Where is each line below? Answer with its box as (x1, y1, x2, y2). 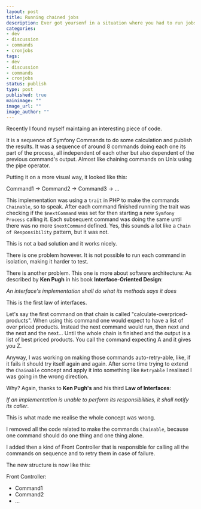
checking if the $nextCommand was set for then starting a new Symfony (6, 210, 175, 217)
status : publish (6, 81, 47, 87)
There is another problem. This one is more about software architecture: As (6, 269, 192, 277)
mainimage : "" (6, 97, 42, 103)
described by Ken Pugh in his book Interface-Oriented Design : (6, 276, 163, 283)
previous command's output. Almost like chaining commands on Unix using (6, 156, 192, 163)
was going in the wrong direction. (6, 373, 89, 380)
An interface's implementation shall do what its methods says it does (6, 287, 177, 295)
